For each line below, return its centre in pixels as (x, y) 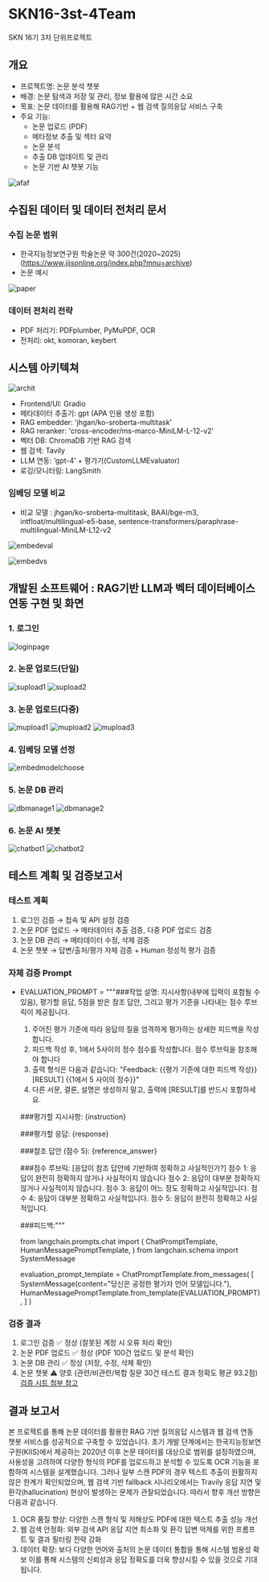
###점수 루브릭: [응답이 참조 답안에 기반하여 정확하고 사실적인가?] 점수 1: (134, 1168)
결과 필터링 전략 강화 (69, 1539)
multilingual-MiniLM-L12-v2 (65, 530)
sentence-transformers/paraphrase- (179, 521)
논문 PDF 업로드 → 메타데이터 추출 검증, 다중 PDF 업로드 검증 (116, 930)
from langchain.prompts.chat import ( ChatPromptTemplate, (119, 1241)
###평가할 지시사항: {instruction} (73, 1117)
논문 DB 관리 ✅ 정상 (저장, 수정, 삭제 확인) (86, 1363)
